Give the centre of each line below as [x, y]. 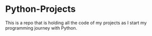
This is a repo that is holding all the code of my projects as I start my [76, 23]
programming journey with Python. [41, 28]
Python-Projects [41, 9]
